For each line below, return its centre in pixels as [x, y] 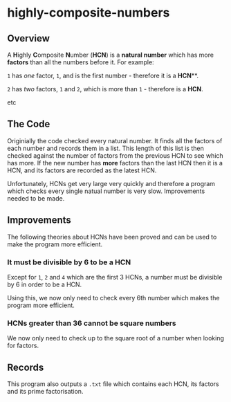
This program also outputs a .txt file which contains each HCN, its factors [113, 384]
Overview [29, 38]
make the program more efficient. [55, 244]
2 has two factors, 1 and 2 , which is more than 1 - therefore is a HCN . [105, 89]
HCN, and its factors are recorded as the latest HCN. [82, 170]
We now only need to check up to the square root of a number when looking [116, 338]
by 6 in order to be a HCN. [45, 284]
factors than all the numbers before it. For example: [81, 62]
